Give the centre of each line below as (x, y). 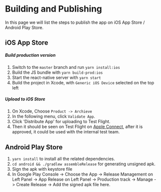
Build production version (30, 55)
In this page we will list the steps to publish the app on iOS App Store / (75, 22)
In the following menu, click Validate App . (53, 116)
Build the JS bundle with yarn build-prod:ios (57, 72)
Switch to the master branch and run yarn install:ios (66, 67)
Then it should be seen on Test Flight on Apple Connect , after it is (77, 127)
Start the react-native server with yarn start (57, 78)
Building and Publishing (54, 9)
